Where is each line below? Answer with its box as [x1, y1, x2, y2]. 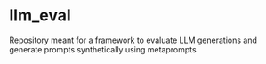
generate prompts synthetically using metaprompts [9, 44, 197, 54]
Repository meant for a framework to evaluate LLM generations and [9, 35, 258, 45]
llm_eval [9, 5, 71, 26]
